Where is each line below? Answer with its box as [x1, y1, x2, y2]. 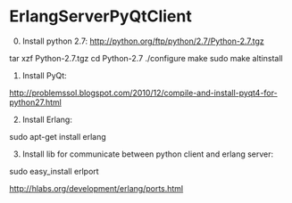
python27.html [9, 96, 63, 108]
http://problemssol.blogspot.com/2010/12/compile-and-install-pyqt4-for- [9, 87, 279, 98]
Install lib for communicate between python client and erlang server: [21, 149, 274, 159]
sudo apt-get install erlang [9, 131, 107, 142]
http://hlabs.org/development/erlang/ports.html [9, 183, 184, 193]
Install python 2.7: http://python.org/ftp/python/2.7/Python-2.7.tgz [21, 36, 265, 46]
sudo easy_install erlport [9, 166, 100, 176]
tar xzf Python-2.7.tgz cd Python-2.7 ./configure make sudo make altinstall [9, 53, 283, 63]
